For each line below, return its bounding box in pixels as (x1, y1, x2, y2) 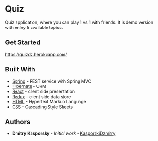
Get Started (5, 39, 41, 47)
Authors (5, 117, 31, 126)
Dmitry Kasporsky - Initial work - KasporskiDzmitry (12, 130, 116, 136)
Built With (5, 65, 35, 73)
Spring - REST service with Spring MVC (12, 78, 91, 84)
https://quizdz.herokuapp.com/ (5, 51, 67, 57)
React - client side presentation (12, 88, 75, 94)
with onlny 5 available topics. (5, 24, 63, 30)
